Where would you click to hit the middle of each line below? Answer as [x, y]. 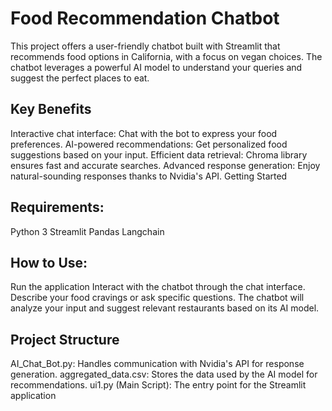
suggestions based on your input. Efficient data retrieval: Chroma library [159, 154]
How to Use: [49, 262]
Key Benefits [51, 109]
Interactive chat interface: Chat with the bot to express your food [144, 133]
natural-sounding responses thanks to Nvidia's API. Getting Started [149, 176]
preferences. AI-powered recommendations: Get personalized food [149, 144]
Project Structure [65, 339]
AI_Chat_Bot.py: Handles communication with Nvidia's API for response [157, 364]
